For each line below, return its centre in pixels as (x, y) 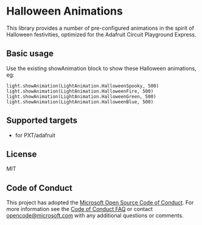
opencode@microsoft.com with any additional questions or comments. (95, 216)
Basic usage (30, 54)
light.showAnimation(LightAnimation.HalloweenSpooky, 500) (83, 86)
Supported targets (42, 121)
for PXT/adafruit (35, 135)
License (22, 154)
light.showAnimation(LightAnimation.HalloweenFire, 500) (80, 91)
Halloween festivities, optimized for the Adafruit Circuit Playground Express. (101, 34)
